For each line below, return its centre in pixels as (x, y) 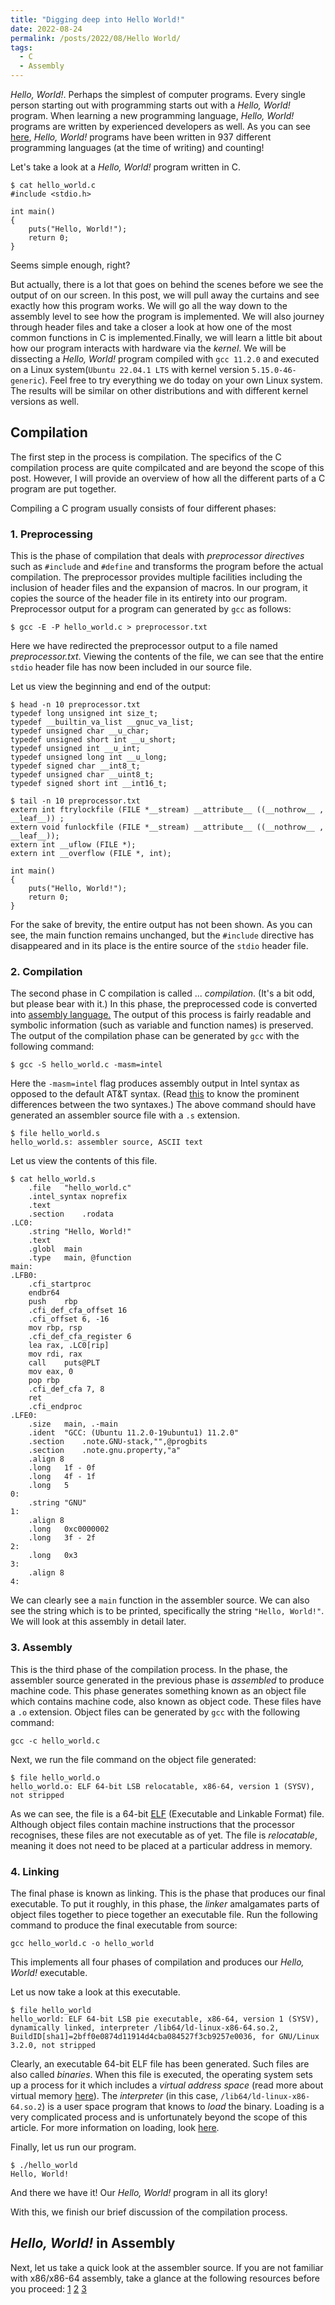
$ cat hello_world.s (53, 1179)
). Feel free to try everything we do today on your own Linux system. (182, 380)
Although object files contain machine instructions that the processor (152, 1824)
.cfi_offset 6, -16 (69, 1319)
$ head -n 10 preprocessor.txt (75, 705)
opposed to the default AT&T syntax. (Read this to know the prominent (155, 1094)
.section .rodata (71, 1214)
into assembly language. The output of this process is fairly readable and (161, 1015)
